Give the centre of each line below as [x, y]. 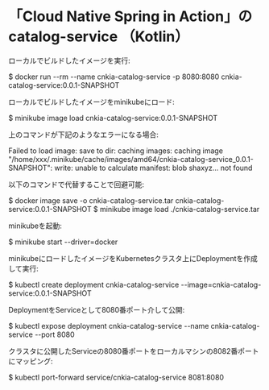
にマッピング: [31, 361]
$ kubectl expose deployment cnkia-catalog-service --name [109, 326]
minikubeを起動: [35, 226]
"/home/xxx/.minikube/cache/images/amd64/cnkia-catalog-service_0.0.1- [131, 159]
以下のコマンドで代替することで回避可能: [77, 184]
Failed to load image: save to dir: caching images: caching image [116, 151]
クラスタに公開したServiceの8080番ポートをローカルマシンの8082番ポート [134, 351]
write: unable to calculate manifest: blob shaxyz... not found [153, 168]
